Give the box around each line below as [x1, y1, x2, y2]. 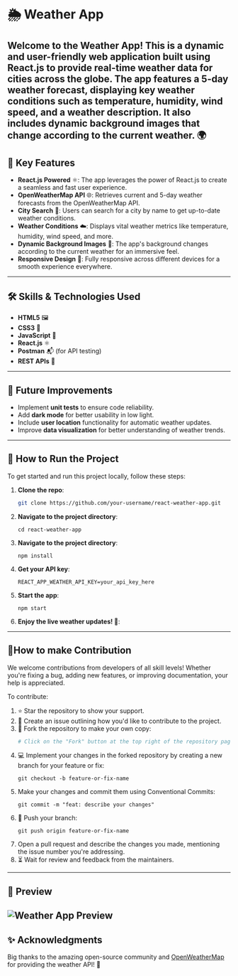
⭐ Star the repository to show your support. [17, 706, 145, 715]
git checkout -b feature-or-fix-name [17, 775, 130, 783]
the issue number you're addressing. [17, 847, 125, 856]
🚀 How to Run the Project [7, 453, 119, 465]
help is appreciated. [7, 678, 65, 687]
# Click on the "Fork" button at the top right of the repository [17, 738, 218, 745]
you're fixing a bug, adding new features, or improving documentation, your [7, 670, 228, 680]
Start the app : [17, 591, 59, 599]
